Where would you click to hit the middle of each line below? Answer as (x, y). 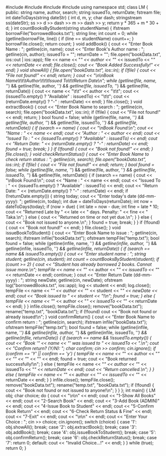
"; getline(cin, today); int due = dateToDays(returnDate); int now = (86, 201)
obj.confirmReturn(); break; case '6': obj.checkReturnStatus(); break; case (81, 437)
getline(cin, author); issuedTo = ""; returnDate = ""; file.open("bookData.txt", (83, 54)
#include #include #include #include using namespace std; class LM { (77, 7)
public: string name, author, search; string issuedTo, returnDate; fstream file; (83, 12)
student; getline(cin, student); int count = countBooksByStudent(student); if (83, 259)
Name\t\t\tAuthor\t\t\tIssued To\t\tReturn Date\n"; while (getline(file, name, (81, 81)
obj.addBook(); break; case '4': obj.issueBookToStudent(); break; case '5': (81, 432)
